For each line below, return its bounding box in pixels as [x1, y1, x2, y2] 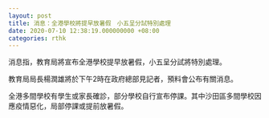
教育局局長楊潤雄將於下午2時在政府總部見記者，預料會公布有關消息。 [8, 74, 238, 84]
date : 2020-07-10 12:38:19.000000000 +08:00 [8, 26, 160, 35]
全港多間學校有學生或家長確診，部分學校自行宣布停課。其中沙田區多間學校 [8, 92, 255, 101]
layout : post [8, 11, 52, 20]
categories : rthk [8, 34, 67, 43]
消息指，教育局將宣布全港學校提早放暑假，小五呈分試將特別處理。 [8, 57, 226, 67]
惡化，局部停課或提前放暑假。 [29, 101, 128, 111]
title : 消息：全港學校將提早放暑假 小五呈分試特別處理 [8, 19, 171, 27]
